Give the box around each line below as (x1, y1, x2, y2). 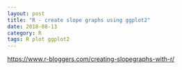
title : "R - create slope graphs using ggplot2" (7, 17, 151, 24)
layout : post (7, 10, 45, 17)
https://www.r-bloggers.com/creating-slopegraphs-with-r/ (7, 55, 175, 63)
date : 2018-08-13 (7, 23, 58, 30)
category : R (7, 29, 42, 37)
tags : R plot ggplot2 (7, 36, 70, 43)
